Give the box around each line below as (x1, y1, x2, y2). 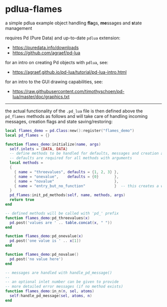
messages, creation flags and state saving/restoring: (5, 118, 113, 124)
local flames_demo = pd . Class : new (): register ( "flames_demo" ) (5, 128, 135, 133)
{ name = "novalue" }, (14, 179, 119, 184)
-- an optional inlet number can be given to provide (5, 280, 119, 285)
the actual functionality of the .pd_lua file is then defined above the (5, 108, 143, 114)
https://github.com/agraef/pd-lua (12, 50, 81, 56)
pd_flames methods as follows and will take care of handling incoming (5, 113, 148, 119)
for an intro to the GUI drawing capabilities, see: (5, 79, 103, 85)
